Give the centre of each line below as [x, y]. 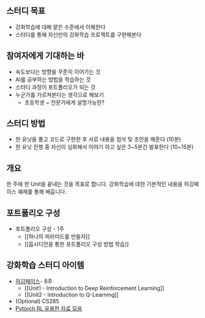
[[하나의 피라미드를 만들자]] [57, 237]
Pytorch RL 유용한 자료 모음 [49, 308]
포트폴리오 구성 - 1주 [39, 229]
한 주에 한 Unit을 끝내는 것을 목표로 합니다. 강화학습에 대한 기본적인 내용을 [95, 184]
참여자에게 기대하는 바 [45, 56]
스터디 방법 [26, 123]
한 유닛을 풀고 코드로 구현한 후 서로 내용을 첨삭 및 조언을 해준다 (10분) [98, 139]
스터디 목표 [26, 11]
